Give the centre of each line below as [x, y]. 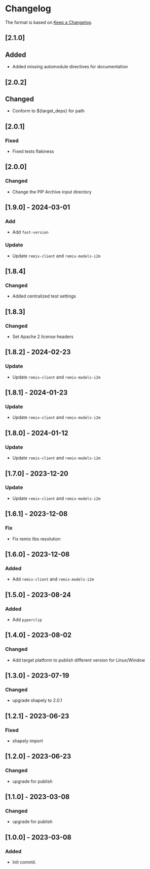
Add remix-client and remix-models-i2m [53, 579]
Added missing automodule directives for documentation [70, 67]
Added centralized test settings [44, 296]
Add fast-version [30, 232]
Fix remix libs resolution [36, 539]
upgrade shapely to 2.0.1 [37, 700]
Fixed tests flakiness [33, 151]
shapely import [28, 741]
